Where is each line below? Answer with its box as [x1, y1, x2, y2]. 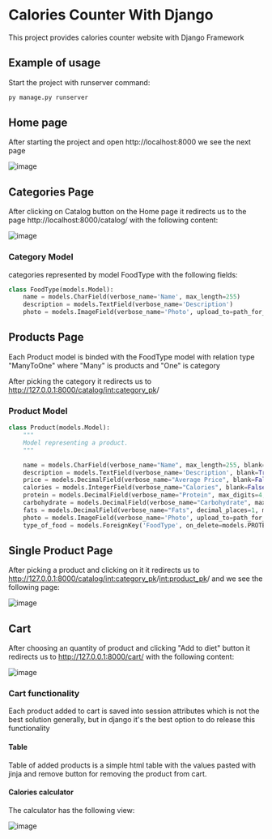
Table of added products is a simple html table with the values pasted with [8, 760, 257, 770]
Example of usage [8, 56, 101, 70]
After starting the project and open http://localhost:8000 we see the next [8, 137, 251, 147]
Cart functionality [8, 688, 80, 699]
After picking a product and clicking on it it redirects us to [8, 566, 200, 575]
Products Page [8, 330, 84, 344]
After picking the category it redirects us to [8, 376, 152, 386]
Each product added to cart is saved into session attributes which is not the [8, 706, 260, 716]
